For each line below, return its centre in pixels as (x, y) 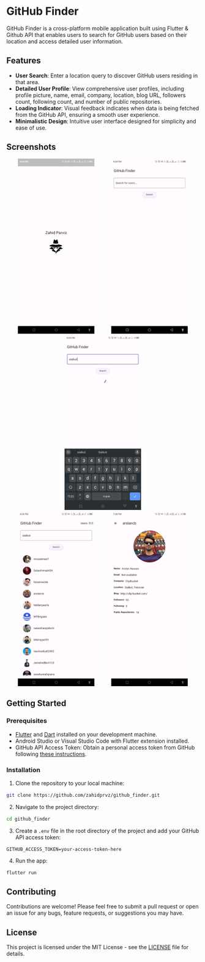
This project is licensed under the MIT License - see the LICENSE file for (97, 947)
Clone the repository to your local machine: (69, 783)
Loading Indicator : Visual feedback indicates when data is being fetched (107, 108)
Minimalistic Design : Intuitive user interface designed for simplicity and (106, 121)
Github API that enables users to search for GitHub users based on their (97, 34)
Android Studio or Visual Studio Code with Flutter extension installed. (102, 741)
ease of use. (31, 128)
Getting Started (36, 704)
